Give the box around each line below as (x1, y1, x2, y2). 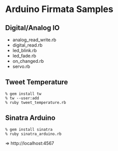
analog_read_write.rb (12, 37, 57, 43)
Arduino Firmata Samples (5, 4, 113, 15)
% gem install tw (5, 91, 42, 96)
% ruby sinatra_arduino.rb (5, 131, 62, 136)
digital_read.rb (12, 42, 43, 48)
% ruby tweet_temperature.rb (5, 100, 66, 105)
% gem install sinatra (5, 127, 53, 132)
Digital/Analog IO (5, 24, 60, 32)
